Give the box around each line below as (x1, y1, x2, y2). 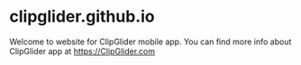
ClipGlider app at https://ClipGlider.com (9, 45, 156, 56)
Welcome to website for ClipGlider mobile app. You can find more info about (9, 36, 292, 47)
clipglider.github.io (9, 6, 155, 27)
